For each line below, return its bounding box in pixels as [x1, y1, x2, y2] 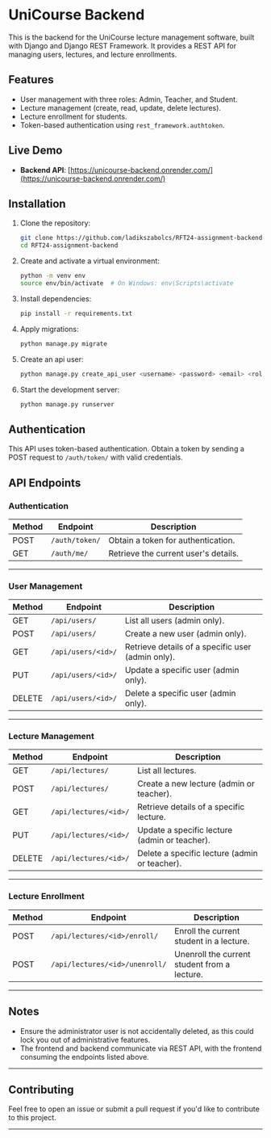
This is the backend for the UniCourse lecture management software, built [8, 32, 255, 42]
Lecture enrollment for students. [19, 111, 127, 121]
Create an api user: [19, 354, 84, 364]
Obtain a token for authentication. [108, 535, 236, 546]
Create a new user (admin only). [124, 628, 247, 640]
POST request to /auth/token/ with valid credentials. [8, 452, 183, 462]
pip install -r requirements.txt [19, 309, 133, 317]
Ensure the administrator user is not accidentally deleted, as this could [19, 1026, 254, 1035]
